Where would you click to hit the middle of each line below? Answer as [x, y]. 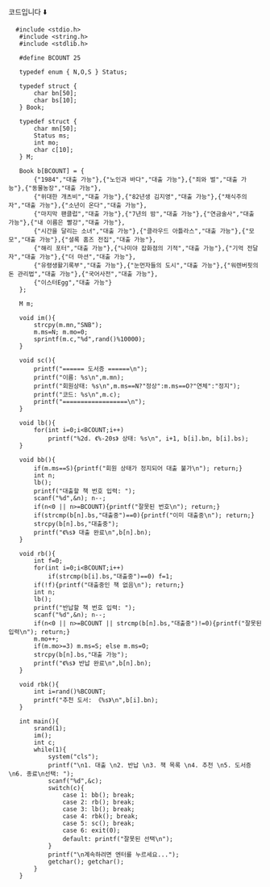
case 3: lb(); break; [99, 809]
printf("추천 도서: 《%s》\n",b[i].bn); [96, 700]
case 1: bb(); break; [99, 795]
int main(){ [39, 721]
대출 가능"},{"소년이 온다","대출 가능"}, [86, 205]
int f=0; [48, 561]
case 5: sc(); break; [99, 823]
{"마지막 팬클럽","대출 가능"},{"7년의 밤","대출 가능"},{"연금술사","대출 [144, 214]
